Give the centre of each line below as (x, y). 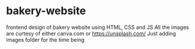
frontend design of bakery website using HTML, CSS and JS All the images (98, 27)
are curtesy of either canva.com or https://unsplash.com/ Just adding (91, 33)
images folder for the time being (45, 40)
